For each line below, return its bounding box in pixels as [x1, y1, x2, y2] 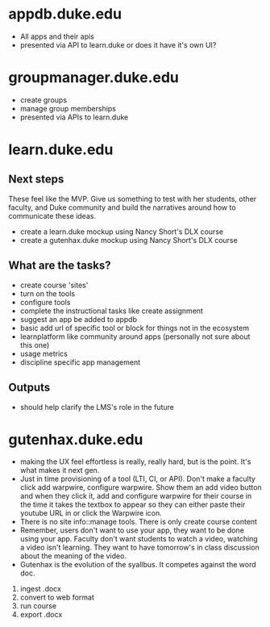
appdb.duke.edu [8, 5, 123, 23]
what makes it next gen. [19, 466, 100, 475]
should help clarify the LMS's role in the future [19, 402, 175, 412]
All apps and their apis [19, 31, 94, 41]
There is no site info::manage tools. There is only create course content [19, 517, 258, 527]
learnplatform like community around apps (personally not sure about [19, 332, 251, 341]
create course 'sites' [19, 280, 89, 290]
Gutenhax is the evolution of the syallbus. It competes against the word [19, 560, 256, 570]
